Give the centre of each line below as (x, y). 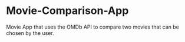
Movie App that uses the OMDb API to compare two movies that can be (93, 27)
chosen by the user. (30, 33)
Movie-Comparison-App (67, 11)
